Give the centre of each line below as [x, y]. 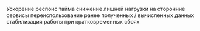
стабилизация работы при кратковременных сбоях [73, 22]
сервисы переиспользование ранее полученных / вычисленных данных [100, 15]
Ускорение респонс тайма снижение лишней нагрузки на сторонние [96, 9]
